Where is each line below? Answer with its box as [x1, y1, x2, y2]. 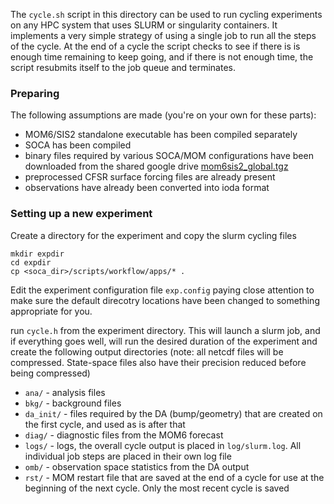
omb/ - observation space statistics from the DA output [24, 460, 250, 473]
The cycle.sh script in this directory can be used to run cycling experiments [10, 9, 323, 20]
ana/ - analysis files [24, 386, 106, 398]
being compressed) [10, 367, 91, 379]
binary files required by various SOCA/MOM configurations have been [24, 150, 314, 162]
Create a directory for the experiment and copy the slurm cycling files [10, 229, 297, 241]
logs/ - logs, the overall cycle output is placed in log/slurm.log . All [24, 439, 302, 451]
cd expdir [10, 257, 52, 268]
